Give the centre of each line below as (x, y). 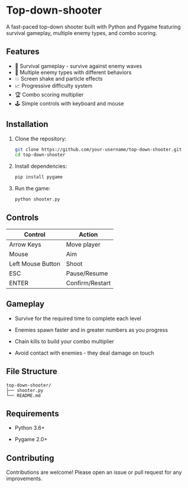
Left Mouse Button (35, 263)
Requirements (33, 414)
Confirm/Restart (88, 283)
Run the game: (33, 189)
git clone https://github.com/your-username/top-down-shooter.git (98, 149)
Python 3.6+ (30, 428)
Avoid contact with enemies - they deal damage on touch (84, 353)
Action (88, 234)
